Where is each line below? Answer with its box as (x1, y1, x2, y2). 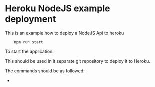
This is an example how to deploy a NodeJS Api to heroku (5, 30, 124, 36)
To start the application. (5, 48, 54, 54)
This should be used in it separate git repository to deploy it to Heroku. (5, 58, 151, 64)
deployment (5, 13, 56, 25)
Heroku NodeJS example (5, 3, 110, 14)
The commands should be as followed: (5, 68, 85, 74)
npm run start (14, 39, 43, 45)
